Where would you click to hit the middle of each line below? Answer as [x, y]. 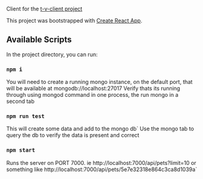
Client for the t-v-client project [44, 9]
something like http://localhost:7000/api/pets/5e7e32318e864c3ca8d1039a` [102, 169]
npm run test [26, 116]
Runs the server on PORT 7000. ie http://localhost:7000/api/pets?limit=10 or [101, 163]
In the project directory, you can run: [52, 54]
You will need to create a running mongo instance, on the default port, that [99, 82]
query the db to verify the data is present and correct [73, 135]
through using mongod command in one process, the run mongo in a [92, 95]
